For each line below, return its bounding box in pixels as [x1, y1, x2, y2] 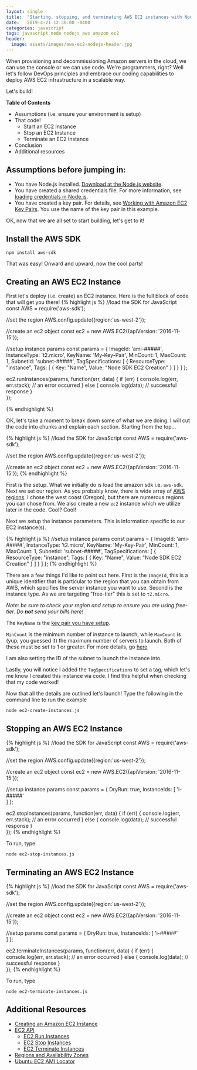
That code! [14, 116, 41, 123]
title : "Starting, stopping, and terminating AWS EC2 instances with [6, 14, 182, 20]
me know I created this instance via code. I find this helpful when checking [6, 673, 186, 680]
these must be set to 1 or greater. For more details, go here [6, 643, 148, 650]
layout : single [6, 8, 43, 15]
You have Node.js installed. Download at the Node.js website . [14, 180, 163, 188]
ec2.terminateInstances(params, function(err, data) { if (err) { [6, 947, 154, 954]
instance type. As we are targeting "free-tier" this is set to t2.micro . [6, 590, 170, 597]
